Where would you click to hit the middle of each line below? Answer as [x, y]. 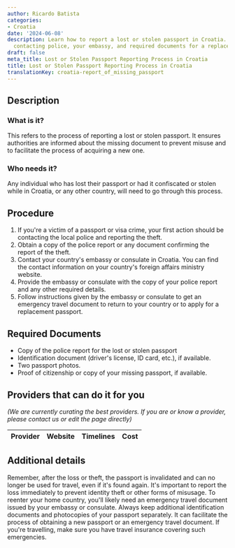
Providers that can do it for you [76, 395]
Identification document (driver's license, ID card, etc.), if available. [114, 358]
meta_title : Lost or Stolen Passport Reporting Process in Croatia [108, 59]
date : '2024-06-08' [36, 33]
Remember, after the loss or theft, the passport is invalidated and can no [111, 477]
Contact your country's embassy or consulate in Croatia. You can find [118, 260]
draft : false [26, 53]
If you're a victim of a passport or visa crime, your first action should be [121, 230]
